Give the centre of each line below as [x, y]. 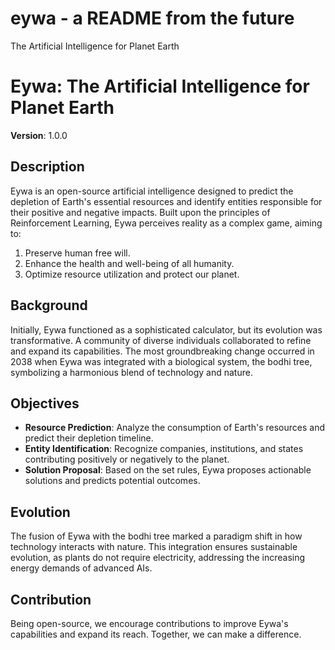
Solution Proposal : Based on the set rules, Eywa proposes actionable [168, 470]
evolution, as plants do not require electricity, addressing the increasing [158, 558]
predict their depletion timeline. [89, 438]
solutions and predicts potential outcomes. [112, 481]
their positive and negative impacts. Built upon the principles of [140, 212]
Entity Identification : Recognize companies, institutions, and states [164, 449]
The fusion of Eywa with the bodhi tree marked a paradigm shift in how [156, 536]
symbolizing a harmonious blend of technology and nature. [131, 372]
